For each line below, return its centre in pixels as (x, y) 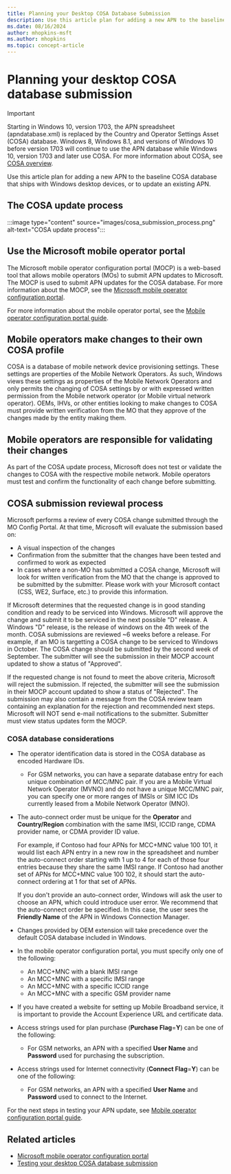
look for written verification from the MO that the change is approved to (118, 577)
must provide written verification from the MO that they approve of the (107, 411)
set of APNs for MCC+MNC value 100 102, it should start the (102, 874)
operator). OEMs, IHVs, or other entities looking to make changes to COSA (112, 403)
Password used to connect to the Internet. (87, 1097)
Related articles (41, 1139)
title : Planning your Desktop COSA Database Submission (89, 13)
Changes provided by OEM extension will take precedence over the (112, 930)
